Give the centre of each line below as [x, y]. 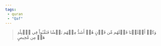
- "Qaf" [15, 18]
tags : [11, 9]
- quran [15, 14]
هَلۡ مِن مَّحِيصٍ [31, 37]
